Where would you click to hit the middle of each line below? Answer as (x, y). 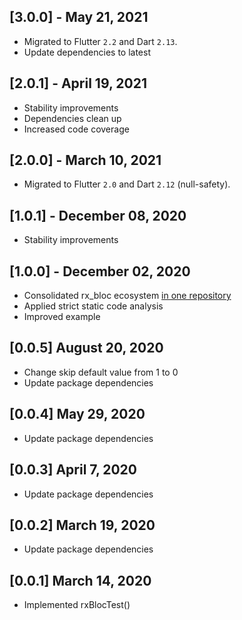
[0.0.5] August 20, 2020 (86, 348)
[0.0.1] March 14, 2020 (80, 580)
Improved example (62, 317)
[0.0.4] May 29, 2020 (77, 414)
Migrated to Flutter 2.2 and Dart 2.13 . (100, 41)
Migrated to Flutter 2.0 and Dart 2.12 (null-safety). (127, 184)
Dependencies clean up (72, 118)
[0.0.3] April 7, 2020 (73, 470)
